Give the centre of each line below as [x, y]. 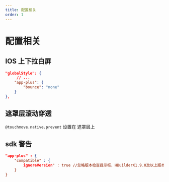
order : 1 [14, 15]
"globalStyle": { [23, 73]
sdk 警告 [19, 144]
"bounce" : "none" [41, 87]
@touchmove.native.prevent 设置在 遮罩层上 [50, 127]
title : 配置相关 [21, 10]
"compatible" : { [32, 161]
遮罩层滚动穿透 [28, 114]
